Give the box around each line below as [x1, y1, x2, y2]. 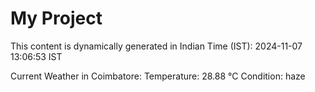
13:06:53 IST [10, 50, 63, 62]
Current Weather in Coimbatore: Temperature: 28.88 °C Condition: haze [10, 70, 306, 82]
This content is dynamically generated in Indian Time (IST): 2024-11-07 [10, 40, 303, 52]
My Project [10, 7, 103, 30]
